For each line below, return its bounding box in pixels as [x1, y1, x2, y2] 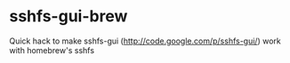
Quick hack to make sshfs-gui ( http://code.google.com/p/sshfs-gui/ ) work [9, 35, 282, 46]
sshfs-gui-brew [9, 6, 128, 27]
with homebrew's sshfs [9, 44, 95, 55]
